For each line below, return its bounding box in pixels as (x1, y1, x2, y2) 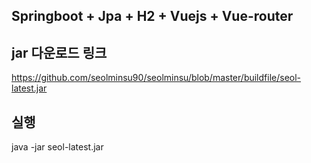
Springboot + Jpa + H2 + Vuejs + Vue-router (11, 8, 294, 25)
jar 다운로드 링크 (11, 44, 108, 61)
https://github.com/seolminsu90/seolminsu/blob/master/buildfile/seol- (11, 72, 302, 84)
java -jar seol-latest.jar (11, 141, 104, 153)
